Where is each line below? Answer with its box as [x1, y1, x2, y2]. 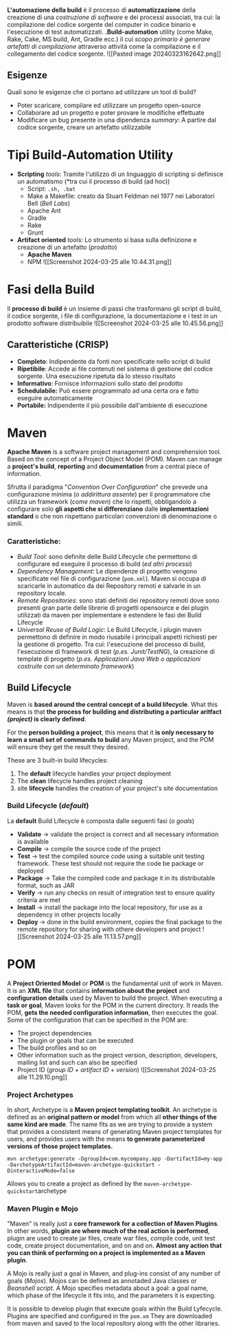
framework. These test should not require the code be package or [16, 859, 204, 867]
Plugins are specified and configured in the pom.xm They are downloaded [7, 1312, 213, 1320]
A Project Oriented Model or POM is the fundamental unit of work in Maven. [7, 979, 223, 987]
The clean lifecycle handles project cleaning [16, 776, 143, 785]
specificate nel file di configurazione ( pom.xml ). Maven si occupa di [16, 574, 207, 582]
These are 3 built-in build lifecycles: [7, 756, 108, 764]
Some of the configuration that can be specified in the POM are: [7, 1016, 188, 1024]
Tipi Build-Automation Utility [7, 147, 174, 162]
